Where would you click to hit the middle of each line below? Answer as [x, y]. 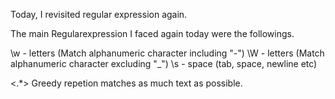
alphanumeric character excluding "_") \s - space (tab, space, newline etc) [164, 63]
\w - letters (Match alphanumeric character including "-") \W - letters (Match [167, 53]
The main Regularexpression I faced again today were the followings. [152, 33]
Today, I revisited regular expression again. [99, 14]
